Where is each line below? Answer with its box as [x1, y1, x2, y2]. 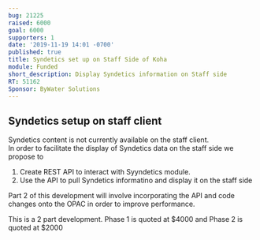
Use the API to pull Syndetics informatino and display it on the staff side [19, 175, 253, 186]
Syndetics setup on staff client [8, 114, 162, 127]
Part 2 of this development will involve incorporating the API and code [8, 191, 235, 201]
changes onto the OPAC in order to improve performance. [8, 199, 195, 209]
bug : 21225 [8, 11, 44, 20]
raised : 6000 [8, 19, 51, 27]
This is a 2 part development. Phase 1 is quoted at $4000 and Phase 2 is [8, 215, 243, 224]
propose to [8, 152, 44, 162]
